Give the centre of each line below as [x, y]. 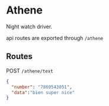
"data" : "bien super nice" [43, 92]
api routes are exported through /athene [54, 38]
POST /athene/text [30, 71]
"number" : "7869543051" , [42, 87]
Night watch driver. [29, 26]
